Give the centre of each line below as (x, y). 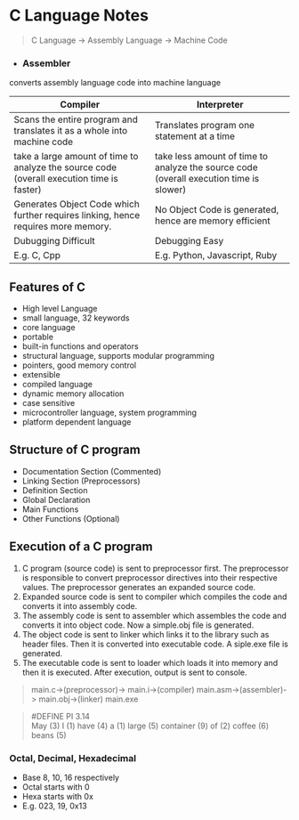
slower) (170, 190)
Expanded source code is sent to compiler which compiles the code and (154, 597)
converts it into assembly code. (80, 605)
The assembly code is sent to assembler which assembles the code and (154, 615)
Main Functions (50, 509)
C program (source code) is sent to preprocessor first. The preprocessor (155, 568)
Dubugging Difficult (54, 241)
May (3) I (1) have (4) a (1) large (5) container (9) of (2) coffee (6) (150, 726)
